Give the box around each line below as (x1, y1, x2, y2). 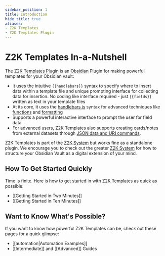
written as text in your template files (12, 99, 85, 104)
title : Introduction (5, 12, 48, 17)
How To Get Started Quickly (5, 164, 92, 173)
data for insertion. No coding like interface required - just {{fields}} (12, 93, 152, 99)
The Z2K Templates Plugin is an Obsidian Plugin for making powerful (5, 68, 145, 74)
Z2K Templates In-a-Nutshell (5, 51, 127, 63)
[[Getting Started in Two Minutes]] (12, 193, 82, 199)
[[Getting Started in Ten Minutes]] (12, 198, 81, 204)
